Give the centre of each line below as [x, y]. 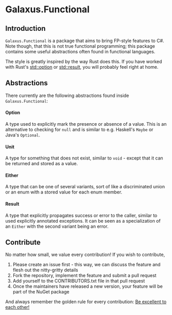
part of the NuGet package [41, 292]
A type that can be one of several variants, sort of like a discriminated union [85, 187]
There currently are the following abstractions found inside [67, 95]
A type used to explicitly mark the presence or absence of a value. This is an [86, 124]
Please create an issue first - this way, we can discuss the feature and [87, 265]
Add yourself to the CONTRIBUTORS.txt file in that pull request [79, 281]
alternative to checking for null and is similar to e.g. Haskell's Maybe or [79, 130]
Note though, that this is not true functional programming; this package [80, 46]
